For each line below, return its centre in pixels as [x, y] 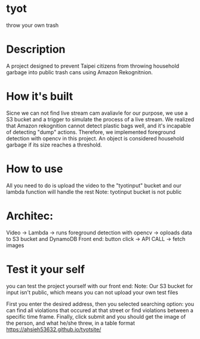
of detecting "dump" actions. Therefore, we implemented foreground [91, 132]
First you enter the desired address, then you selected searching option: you [100, 304]
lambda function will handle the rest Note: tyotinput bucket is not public [94, 192]
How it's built [40, 97]
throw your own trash [33, 25]
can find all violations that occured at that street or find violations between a [100, 310]
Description [36, 49]
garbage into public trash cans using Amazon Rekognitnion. [80, 72]
